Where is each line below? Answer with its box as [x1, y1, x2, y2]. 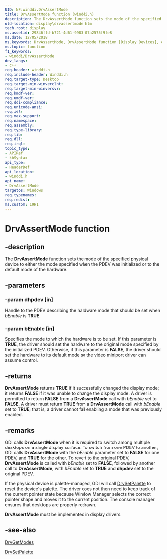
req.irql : [5, 141, 26, 147]
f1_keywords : [5, 49, 32, 54]
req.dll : [5, 137, 23, 142]
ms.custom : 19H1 [5, 202, 39, 207]
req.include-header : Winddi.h [5, 72, 68, 77]
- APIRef [5, 151, 23, 156]
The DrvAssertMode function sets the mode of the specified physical [5, 256, 148, 262]
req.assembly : [5, 123, 35, 128]
